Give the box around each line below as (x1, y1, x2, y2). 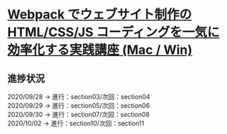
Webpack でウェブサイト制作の (7, 6, 192, 23)
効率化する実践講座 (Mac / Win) (7, 42, 193, 58)
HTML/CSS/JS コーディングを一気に (7, 24, 220, 40)
